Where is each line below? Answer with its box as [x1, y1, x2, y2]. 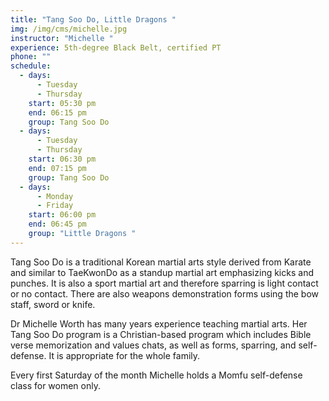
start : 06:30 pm [28, 154, 97, 164]
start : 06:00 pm [28, 210, 97, 220]
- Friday [36, 201, 74, 211]
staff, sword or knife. [10, 298, 96, 310]
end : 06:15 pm [28, 107, 87, 118]
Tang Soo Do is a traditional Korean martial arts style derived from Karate [10, 256, 312, 268]
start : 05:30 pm [28, 98, 97, 108]
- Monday [36, 191, 74, 201]
